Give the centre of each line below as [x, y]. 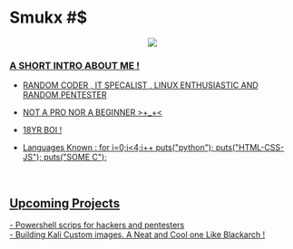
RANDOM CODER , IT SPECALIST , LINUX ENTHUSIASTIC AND [140, 85]
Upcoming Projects [65, 203]
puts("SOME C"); [75, 158]
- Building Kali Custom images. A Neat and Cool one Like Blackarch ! [137, 235]
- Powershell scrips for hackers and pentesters [97, 225]
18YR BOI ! [42, 130]
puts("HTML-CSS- [250, 148]
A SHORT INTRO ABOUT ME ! [75, 65]
